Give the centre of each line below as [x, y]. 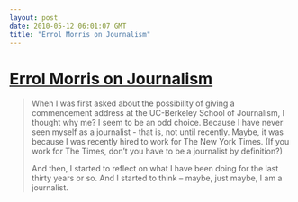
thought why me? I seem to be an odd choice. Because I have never [157, 123]
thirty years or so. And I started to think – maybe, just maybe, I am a [157, 178]
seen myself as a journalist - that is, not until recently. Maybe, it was [157, 132]
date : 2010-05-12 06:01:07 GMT [68, 26]
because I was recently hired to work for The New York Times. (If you [160, 142]
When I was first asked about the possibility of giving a [133, 103]
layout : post [34, 18]
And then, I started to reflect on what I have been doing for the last [155, 169]
